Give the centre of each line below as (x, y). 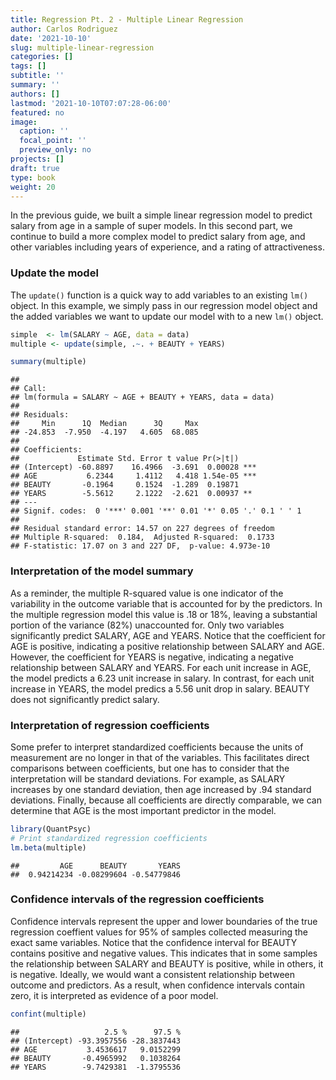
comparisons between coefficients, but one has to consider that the (150, 768)
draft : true (35, 168)
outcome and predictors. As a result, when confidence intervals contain (157, 985)
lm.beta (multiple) (48, 847)
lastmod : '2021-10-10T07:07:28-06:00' (91, 103)
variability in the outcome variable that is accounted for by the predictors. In (166, 603)
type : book (33, 177)
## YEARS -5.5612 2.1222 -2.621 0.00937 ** (131, 494)
